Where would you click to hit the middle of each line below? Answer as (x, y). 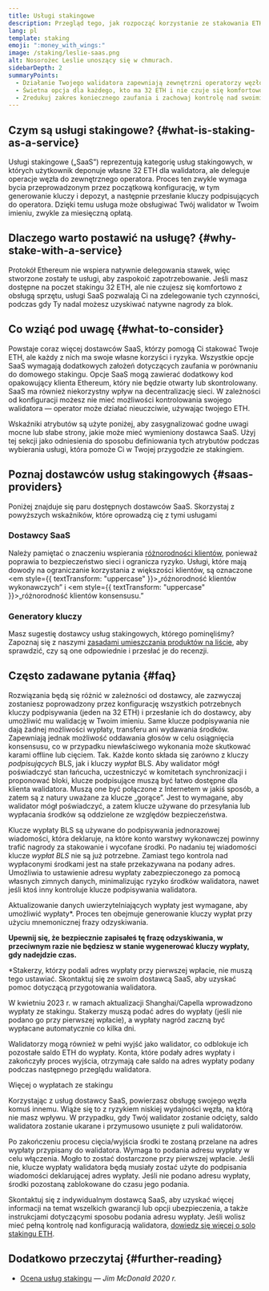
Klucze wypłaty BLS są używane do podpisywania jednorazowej (114, 829)
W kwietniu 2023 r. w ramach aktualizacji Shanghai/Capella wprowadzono (130, 1003)
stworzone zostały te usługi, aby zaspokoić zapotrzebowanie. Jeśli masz (128, 278)
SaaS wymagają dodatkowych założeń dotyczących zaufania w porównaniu (133, 365)
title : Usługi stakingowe (51, 16)
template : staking (39, 38)
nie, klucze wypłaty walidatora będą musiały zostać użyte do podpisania (127, 1167)
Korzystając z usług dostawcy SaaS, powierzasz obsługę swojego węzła (127, 1100)
